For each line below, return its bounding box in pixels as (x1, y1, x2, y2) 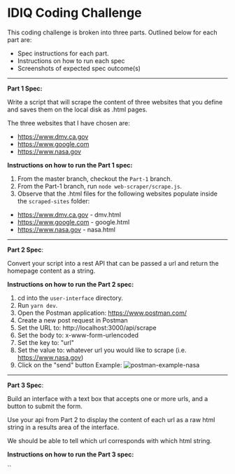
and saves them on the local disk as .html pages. (7, 105, 148, 114)
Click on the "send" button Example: (17, 360, 122, 369)
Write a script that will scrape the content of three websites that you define (7, 97, 223, 106)
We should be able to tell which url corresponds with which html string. (7, 436, 212, 445)
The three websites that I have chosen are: (7, 118, 131, 127)
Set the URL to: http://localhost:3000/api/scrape (17, 323, 157, 332)
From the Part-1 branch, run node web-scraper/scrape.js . (17, 182, 183, 190)
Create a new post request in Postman (17, 316, 128, 324)
